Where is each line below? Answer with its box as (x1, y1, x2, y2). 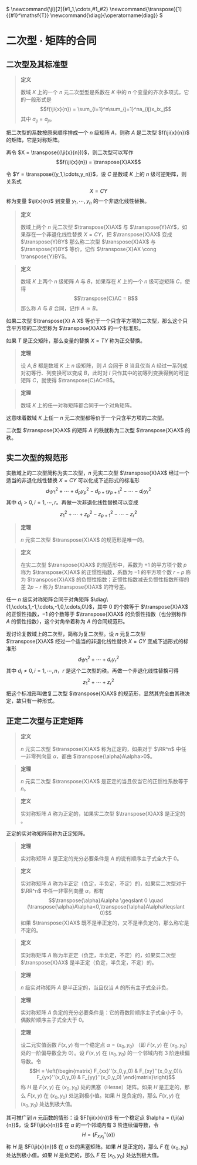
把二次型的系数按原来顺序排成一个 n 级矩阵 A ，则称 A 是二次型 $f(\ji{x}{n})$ (6, 129, 190, 136)
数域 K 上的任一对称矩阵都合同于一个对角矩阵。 (20, 402, 135, 409)
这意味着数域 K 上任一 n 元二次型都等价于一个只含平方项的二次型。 (6, 414, 168, 421)
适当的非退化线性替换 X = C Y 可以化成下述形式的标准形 (6, 477, 140, 484)
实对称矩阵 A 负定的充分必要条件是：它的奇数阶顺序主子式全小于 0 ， (20, 1009, 186, 1016)
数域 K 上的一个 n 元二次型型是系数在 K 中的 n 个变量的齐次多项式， (20, 89, 184, 95)
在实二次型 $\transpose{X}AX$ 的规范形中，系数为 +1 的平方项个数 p (20, 562, 187, 569)
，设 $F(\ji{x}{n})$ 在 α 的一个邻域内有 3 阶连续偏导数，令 (18, 1121, 159, 1129)
